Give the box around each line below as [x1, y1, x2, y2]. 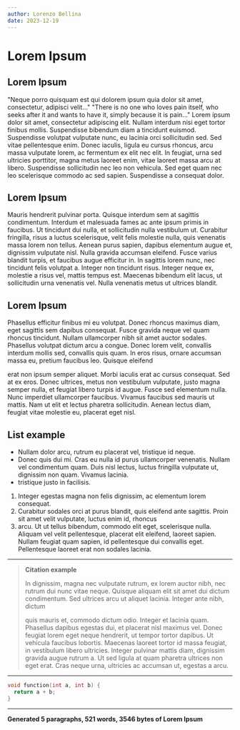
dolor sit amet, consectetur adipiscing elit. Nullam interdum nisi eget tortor [7, 118, 226, 126]
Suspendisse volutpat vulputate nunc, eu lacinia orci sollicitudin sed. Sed [7, 133, 222, 141]
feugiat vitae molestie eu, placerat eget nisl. [7, 408, 136, 417]
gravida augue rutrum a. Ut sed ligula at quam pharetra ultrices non [24, 654, 224, 662]
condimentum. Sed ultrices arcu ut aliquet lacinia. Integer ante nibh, [24, 594, 224, 603]
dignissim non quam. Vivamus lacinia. [17, 470, 129, 479]
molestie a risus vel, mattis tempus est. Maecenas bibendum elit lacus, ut [7, 271, 223, 280]
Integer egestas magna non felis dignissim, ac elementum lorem [17, 492, 206, 500]
